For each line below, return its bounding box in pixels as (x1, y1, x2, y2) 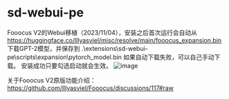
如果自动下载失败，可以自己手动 (123, 53, 214, 61)
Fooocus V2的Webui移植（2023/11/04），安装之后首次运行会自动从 (7, 28, 198, 36)
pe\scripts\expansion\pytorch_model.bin (7, 53, 122, 61)
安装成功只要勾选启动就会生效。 (20, 61, 112, 69)
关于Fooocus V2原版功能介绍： (7, 76, 96, 84)
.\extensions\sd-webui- (81, 44, 149, 52)
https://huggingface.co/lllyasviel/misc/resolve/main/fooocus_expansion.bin (7, 36, 222, 44)
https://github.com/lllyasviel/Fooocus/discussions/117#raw (7, 84, 174, 92)
